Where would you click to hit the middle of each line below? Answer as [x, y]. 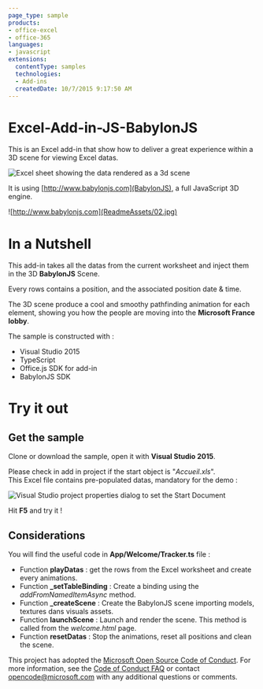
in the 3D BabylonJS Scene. [54, 274]
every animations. [48, 578]
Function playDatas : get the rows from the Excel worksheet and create [135, 570]
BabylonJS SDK [45, 377]
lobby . [19, 321]
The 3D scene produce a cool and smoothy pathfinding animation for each [129, 305]
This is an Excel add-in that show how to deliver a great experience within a [131, 150]
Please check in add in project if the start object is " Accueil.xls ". [112, 472]
